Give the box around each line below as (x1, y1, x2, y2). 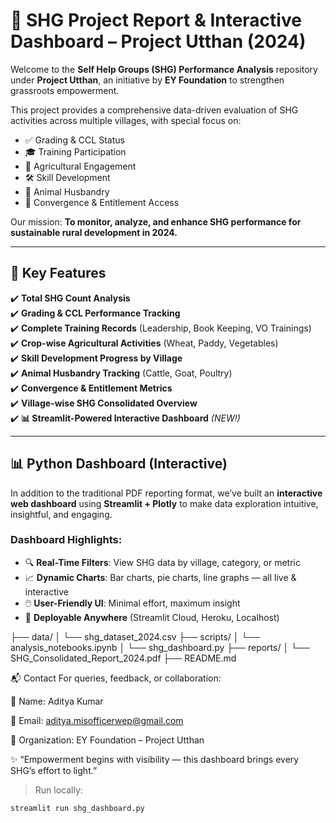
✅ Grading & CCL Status (24, 134, 125, 146)
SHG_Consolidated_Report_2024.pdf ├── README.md (10, 652, 237, 664)
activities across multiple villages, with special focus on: (10, 114, 242, 126)
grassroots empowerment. (10, 84, 120, 96)
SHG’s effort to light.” (10, 764, 98, 776)
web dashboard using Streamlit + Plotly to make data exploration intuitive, (10, 497, 319, 509)
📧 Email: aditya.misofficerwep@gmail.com (10, 714, 184, 726)
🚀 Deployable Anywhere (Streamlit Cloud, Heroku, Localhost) (24, 611, 280, 623)
